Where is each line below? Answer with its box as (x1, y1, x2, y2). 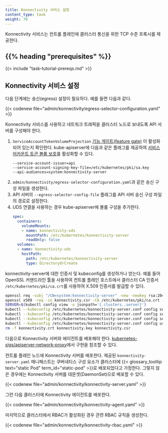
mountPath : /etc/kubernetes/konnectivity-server (25, 233, 129, 238)
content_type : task (5, 12, 46, 17)
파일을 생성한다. (17, 185, 49, 191)
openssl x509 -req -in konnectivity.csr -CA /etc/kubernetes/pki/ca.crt (5, 298, 160, 303)
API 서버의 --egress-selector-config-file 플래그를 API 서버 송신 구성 (12, 192, 153, 197)
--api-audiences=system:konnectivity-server (12, 170, 107, 175)
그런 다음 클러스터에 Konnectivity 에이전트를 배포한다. (5, 391, 111, 397)
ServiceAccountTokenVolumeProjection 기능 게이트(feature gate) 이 (12, 138, 147, 144)
